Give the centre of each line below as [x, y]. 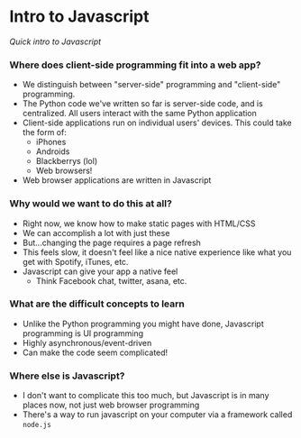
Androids [53, 151]
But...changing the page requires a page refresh [111, 242]
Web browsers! [64, 171]
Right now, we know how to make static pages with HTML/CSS [139, 224]
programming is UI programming [83, 333]
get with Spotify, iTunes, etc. [75, 261]
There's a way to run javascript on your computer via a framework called [157, 415]
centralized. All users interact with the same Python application [139, 114]
